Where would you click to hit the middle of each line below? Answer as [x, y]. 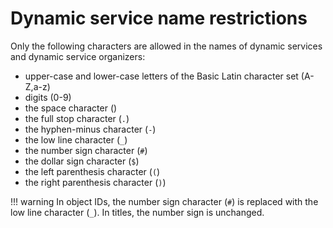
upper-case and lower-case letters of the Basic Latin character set [161, 76]
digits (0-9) [48, 97]
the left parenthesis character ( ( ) [92, 171]
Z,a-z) [37, 86]
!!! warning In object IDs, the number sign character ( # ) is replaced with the [164, 201]
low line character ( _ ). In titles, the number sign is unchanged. [137, 212]
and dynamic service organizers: [78, 56]
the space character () [71, 108]
